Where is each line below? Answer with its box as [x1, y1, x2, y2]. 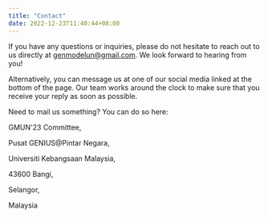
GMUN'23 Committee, [8, 122, 82, 132]
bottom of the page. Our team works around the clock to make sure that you [8, 82, 260, 93]
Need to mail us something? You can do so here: [8, 106, 169, 117]
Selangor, [8, 184, 40, 194]
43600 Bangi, [8, 169, 54, 179]
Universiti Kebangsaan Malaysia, [8, 154, 116, 163]
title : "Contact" [8, 11, 67, 20]
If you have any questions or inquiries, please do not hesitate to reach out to [8, 41, 260, 51]
